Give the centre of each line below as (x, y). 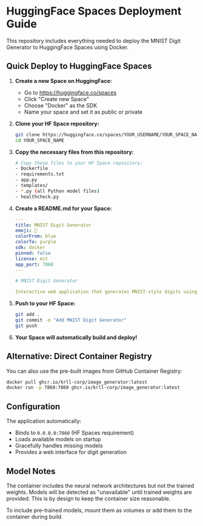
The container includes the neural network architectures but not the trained (100, 485)
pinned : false (33, 253)
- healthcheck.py (37, 197)
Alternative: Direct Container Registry (79, 356)
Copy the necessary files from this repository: (75, 152)
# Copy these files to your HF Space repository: (79, 163)
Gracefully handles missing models (59, 445)
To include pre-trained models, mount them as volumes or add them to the (99, 510)
